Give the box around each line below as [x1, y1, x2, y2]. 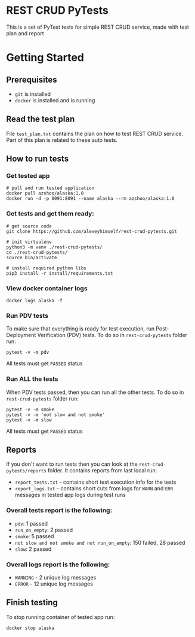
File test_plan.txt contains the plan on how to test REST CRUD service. [6, 130, 184, 137]
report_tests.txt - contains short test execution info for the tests [14, 478, 177, 486]
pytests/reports [6, 468, 47, 474]
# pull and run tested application [6, 185, 95, 192]
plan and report [6, 29, 44, 37]
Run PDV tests [6, 311, 49, 320]
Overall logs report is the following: [6, 560, 110, 569]
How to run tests [6, 154, 69, 164]
